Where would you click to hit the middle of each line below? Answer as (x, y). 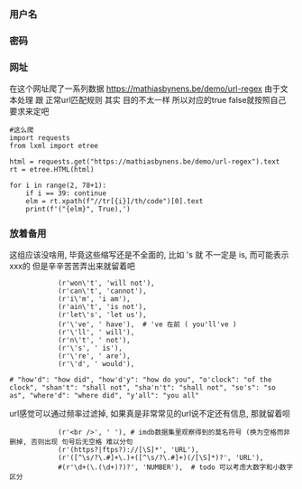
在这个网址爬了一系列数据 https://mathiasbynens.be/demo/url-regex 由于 (145, 89)
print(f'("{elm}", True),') (78, 210)
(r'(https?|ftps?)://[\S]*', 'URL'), (128, 450)
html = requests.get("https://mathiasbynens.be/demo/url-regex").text (145, 162)
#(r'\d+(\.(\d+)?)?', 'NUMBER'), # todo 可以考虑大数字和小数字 (175, 467)
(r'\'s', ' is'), (90, 348)
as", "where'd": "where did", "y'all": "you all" (105, 396)
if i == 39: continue (66, 193)
